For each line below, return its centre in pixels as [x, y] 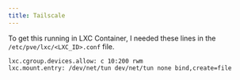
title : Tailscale [37, 15]
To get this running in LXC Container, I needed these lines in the [112, 38]
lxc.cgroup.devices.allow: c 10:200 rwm [76, 61]
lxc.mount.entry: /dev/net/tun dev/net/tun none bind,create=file [120, 68]
